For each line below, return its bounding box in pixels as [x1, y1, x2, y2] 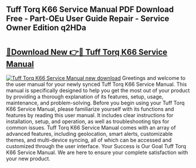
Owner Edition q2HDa [6, 23, 87, 33]
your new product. [6, 155, 51, 162]
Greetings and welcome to [122, 75, 186, 81]
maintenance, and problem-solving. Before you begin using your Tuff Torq [6, 99, 185, 106]
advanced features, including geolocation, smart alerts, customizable [6, 131, 173, 137]
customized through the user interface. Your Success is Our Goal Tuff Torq [6, 143, 186, 149]
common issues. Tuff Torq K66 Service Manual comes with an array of [6, 124, 176, 131]
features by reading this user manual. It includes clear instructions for [6, 112, 174, 118]
